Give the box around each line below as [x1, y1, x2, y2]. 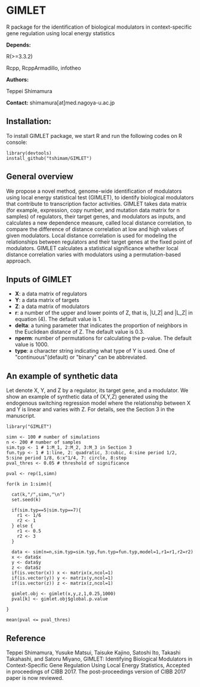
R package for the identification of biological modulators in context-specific [6, 23, 192, 30]
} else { [11, 523, 33, 529]
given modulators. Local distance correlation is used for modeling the [6, 232, 177, 239]
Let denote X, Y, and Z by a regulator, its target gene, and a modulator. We [6, 387, 189, 394]
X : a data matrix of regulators [14, 290, 88, 297]
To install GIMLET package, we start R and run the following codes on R [6, 132, 182, 139]
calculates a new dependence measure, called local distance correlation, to [6, 219, 192, 226]
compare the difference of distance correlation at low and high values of [6, 225, 184, 233]
